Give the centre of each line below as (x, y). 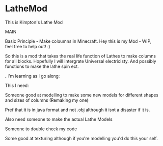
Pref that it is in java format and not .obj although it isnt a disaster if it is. (78, 110)
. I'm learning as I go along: (32, 76)
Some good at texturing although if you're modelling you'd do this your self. (81, 138)
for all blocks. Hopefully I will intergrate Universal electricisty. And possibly (81, 61)
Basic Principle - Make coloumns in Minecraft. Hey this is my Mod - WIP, (78, 41)
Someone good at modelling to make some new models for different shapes (82, 95)
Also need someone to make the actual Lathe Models (59, 119)
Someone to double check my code (41, 129)
